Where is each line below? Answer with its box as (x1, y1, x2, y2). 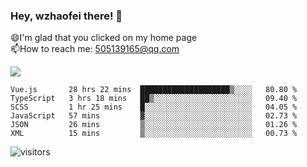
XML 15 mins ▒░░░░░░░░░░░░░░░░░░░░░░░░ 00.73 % (10, 129, 298, 139)
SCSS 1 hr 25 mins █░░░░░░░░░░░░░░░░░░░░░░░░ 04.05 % (10, 102, 298, 113)
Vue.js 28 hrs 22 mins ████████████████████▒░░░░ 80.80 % (10, 85, 298, 95)
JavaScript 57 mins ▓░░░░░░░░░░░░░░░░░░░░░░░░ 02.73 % (10, 111, 298, 121)
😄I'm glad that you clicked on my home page (10, 32, 198, 44)
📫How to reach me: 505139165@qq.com (10, 43, 180, 55)
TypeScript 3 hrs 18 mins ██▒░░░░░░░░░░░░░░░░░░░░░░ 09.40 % (10, 94, 298, 104)
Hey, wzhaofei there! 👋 (10, 9, 123, 23)
